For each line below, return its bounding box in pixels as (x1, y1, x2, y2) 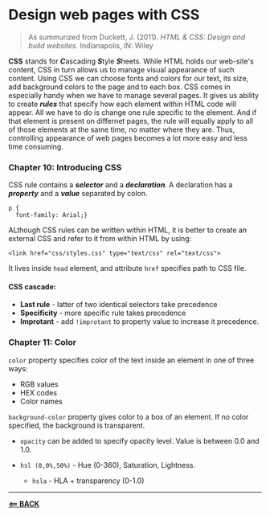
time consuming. (8, 141, 64, 151)
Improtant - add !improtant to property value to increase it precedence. (19, 317, 260, 326)
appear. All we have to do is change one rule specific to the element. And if (8, 107, 257, 117)
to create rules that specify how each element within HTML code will (8, 99, 237, 109)
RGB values (19, 379, 59, 389)
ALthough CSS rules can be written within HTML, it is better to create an (8, 225, 247, 235)
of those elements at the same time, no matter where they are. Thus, (8, 125, 235, 134)
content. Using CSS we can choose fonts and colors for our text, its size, (8, 73, 249, 83)
